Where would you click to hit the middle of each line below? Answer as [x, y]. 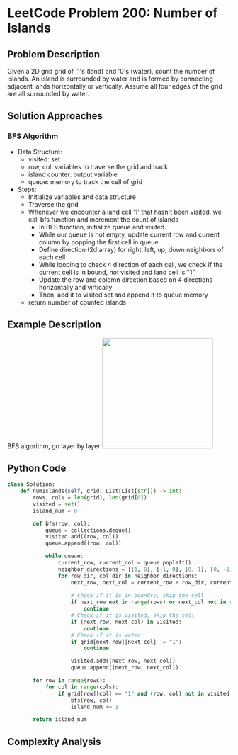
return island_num [60, 720]
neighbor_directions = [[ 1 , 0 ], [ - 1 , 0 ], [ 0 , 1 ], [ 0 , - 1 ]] [147, 569]
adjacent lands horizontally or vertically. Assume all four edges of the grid [115, 86]
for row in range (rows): [69, 681]
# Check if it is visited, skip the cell [132, 615]
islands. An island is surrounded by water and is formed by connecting [110, 79]
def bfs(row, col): [62, 523]
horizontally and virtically [75, 287]
